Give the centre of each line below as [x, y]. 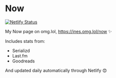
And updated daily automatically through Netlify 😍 [56, 70]
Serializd [21, 50]
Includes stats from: [25, 41]
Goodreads [23, 61]
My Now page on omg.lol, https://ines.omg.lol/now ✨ [58, 31]
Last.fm [20, 56]
